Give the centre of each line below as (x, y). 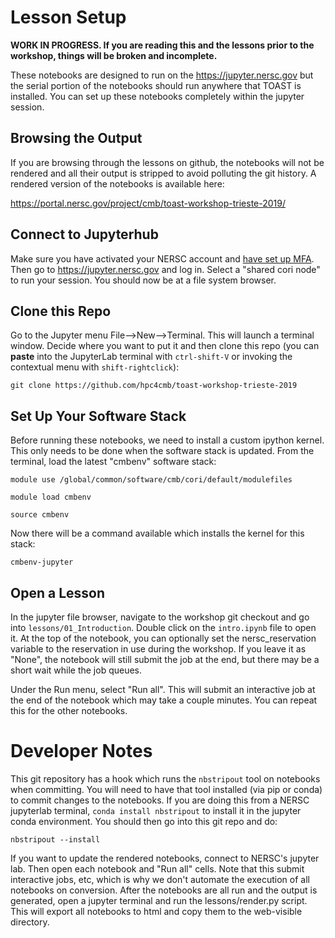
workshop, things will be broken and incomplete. (114, 55)
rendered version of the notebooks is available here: (117, 183)
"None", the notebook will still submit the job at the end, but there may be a (165, 659)
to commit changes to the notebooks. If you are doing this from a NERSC (160, 800)
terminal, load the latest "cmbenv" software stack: (113, 462)
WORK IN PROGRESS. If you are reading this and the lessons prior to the (162, 45)
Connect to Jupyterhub (84, 234)
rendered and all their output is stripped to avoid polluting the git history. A (163, 173)
